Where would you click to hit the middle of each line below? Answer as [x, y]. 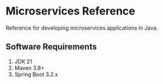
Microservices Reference [71, 11]
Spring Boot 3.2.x [36, 74]
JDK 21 [23, 61]
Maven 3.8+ [29, 68]
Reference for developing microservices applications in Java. [82, 28]
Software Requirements [51, 47]
